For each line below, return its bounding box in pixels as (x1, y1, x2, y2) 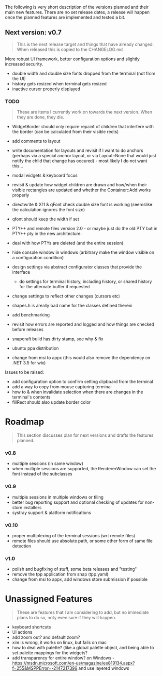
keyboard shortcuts (12, 624, 51, 630)
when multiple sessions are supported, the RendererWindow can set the (12, 466, 156, 472)
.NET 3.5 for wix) (12, 360, 46, 366)
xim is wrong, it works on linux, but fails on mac (12, 640, 107, 645)
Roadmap (5, 416, 44, 428)
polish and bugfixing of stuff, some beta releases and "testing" (12, 566, 137, 572)
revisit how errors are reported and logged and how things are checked (12, 321, 155, 327)
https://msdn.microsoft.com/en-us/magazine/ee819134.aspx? (12, 660, 135, 666)
